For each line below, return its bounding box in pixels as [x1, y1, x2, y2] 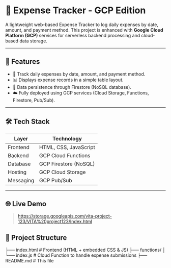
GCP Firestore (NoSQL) [39, 160, 95, 167]
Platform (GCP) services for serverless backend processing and [5, 32, 140, 38]
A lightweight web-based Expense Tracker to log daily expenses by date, [5, 21, 159, 28]
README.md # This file [5, 258, 54, 264]
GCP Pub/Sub [39, 177, 72, 184]
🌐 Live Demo [5, 199, 47, 208]
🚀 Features [5, 57, 40, 66]
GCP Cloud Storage [39, 168, 86, 176]
